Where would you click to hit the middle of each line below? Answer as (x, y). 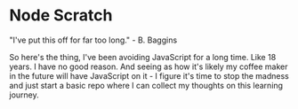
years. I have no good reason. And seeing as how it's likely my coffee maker (149, 66)
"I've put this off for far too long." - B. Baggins (93, 40)
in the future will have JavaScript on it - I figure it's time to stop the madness (149, 75)
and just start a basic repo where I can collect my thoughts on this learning (146, 85)
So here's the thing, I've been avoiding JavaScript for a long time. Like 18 (143, 57)
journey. (24, 95)
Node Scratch (61, 16)
